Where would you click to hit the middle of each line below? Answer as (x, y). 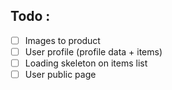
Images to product (62, 40)
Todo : (30, 16)
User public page (60, 74)
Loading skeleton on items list (86, 63)
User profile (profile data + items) (93, 51)
